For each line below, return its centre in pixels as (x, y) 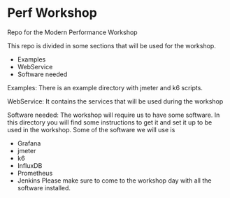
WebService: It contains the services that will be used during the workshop (115, 101)
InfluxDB (30, 165)
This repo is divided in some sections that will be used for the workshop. (112, 45)
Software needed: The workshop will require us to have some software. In (114, 115)
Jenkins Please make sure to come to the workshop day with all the (114, 181)
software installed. (44, 188)
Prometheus (35, 173)
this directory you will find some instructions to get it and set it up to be (110, 122)
